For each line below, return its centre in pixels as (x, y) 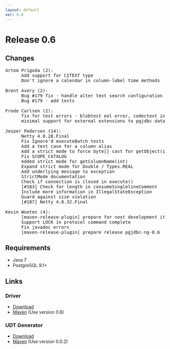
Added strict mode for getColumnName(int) (74, 161)
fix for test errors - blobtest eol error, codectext (89, 116)
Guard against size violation (58, 197)
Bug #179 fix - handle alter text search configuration (92, 96)
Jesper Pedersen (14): (33, 131)
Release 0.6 (31, 40)
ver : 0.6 (14, 15)
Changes (20, 58)
